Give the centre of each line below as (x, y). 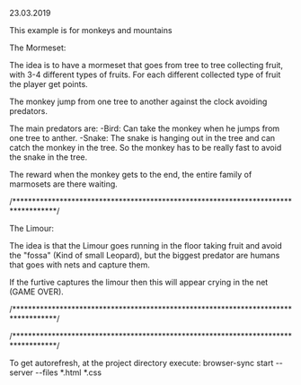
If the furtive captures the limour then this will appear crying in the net (139, 282)
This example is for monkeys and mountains (91, 30)
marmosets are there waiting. (64, 184)
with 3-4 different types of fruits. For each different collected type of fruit (145, 74)
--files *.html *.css (68, 372)
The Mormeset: (38, 48)
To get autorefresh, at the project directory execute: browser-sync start (142, 363)
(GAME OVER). (37, 292)
